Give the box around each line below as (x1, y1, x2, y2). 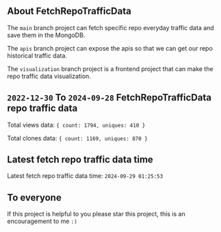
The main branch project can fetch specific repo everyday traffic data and (7, 23, 214, 31)
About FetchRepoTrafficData (7, 5, 131, 17)
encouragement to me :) (7, 217, 77, 225)
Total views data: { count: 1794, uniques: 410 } (7, 120, 146, 129)
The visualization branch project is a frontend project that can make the (7, 64, 213, 73)
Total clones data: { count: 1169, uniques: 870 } (7, 133, 148, 142)
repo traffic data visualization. (7, 72, 91, 80)
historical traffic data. (7, 51, 67, 60)
